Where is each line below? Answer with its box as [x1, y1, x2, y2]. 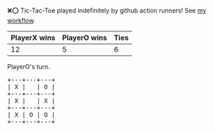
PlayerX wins [10, 33, 56, 43]
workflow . [7, 17, 36, 24]
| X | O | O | [7, 111, 56, 118]
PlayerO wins [62, 33, 107, 43]
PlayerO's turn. [7, 63, 50, 70]
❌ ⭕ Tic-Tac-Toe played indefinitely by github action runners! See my [7, 6, 207, 15]
